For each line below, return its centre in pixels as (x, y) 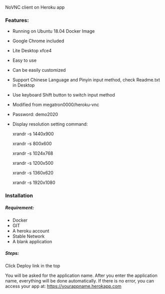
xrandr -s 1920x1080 (34, 182)
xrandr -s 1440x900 (33, 134)
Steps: (12, 253)
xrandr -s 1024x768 (33, 153)
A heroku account (31, 231)
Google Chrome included (38, 41)
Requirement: (19, 208)
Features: (17, 20)
